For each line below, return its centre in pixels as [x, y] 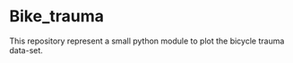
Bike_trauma [57, 16]
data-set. [26, 50]
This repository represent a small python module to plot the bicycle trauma [147, 41]
